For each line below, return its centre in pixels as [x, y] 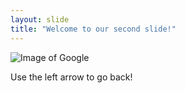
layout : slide [40, 19]
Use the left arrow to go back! [71, 77]
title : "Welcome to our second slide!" [93, 29]
